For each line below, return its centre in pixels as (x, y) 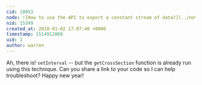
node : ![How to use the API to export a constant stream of (83, 17)
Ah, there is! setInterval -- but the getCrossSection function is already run (99, 62)
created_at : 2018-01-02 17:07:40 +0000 (56, 29)
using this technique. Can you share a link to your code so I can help (91, 69)
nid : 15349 (20, 23)
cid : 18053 (20, 12)
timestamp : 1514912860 (35, 34)
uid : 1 (14, 40)
